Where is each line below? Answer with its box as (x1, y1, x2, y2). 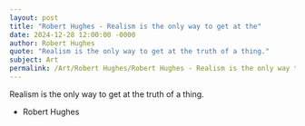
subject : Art (9, 55, 59, 64)
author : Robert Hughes (9, 38, 95, 48)
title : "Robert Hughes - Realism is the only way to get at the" (9, 22, 261, 31)
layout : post (9, 13, 59, 23)
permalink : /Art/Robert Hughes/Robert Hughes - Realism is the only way (9, 64, 290, 73)
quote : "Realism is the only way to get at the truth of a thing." (9, 47, 271, 56)
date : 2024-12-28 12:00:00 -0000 (9, 30, 136, 39)
